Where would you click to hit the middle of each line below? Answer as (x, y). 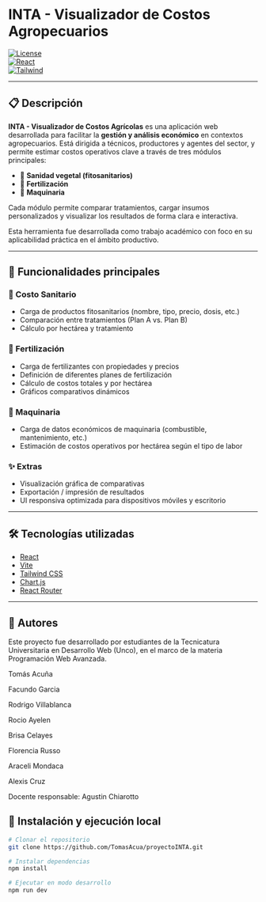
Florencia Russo (34, 750)
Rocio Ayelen (30, 720)
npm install (28, 869)
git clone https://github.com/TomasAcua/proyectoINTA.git (106, 847)
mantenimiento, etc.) (53, 438)
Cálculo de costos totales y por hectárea (86, 383)
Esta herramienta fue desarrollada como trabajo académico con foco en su (131, 231)
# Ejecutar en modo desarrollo (60, 883)
